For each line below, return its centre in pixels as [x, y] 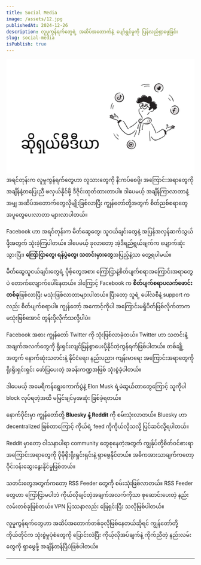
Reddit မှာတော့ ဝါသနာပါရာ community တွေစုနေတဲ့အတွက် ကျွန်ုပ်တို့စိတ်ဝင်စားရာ [100, 443]
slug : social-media [31, 38]
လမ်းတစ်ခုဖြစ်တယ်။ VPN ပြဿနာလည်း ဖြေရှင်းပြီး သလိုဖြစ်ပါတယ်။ [85, 506]
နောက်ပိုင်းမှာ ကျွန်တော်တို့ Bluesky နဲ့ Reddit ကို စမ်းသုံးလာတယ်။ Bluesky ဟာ [97, 414]
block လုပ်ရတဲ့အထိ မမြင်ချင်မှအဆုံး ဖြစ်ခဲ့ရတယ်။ [64, 397]
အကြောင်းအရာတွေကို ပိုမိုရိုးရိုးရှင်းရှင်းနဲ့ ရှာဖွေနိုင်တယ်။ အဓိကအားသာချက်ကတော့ [100, 454]
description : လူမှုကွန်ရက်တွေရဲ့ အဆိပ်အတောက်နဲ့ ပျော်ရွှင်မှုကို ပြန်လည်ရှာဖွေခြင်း [92, 32]
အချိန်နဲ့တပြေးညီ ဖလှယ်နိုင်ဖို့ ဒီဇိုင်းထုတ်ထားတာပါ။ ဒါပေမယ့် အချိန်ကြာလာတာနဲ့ [98, 191]
